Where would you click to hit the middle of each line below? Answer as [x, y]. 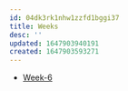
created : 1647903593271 [54, 52]
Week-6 [37, 77]
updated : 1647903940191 [54, 43]
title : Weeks [34, 26]
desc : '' [26, 35]
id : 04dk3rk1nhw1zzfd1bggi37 [64, 18]
